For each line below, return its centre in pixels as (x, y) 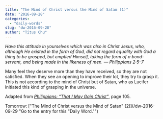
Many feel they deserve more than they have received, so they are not (76, 71)
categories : (17, 19)
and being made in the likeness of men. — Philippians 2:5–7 (83, 62)
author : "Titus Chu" (26, 32)
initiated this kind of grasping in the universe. (51, 87)
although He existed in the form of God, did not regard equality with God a (81, 51)
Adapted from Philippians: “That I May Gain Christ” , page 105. (68, 96)
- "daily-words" (26, 23)
